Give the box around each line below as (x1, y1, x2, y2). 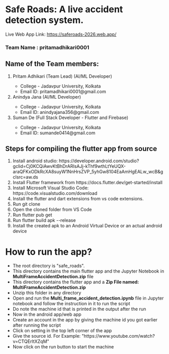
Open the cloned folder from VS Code (12, 206, 92, 213)
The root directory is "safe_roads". (12, 263, 85, 269)
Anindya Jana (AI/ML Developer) (12, 94, 81, 100)
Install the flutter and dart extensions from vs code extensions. (12, 196, 144, 202)
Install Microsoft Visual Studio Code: (12, 185, 89, 191)
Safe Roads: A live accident (5, 4, 123, 15)
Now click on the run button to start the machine (12, 344, 114, 350)
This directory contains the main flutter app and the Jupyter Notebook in (12, 268, 164, 274)
